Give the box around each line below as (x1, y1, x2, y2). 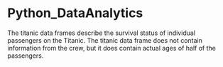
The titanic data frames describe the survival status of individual (7, 29, 195, 37)
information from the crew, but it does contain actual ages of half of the (7, 43, 217, 52)
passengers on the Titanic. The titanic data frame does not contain (7, 36, 202, 44)
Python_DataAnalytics (7, 5, 143, 21)
